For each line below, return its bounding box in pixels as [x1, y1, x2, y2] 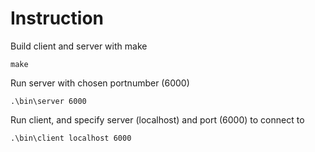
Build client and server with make [10, 40, 148, 52]
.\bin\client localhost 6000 [10, 133, 132, 143]
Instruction [10, 7, 104, 30]
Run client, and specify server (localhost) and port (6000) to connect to [10, 113, 305, 126]
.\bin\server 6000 [10, 96, 87, 106]
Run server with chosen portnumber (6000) [10, 77, 190, 89]
